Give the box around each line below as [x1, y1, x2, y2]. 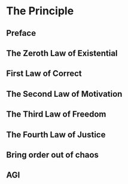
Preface [6, 28, 36, 38]
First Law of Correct [6, 69, 82, 79]
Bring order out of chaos [6, 149, 99, 160]
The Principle [6, 4, 74, 18]
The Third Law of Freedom [6, 109, 106, 119]
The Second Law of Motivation [6, 88, 123, 99]
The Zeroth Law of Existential [6, 48, 118, 58]
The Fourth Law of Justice [6, 130, 106, 140]
